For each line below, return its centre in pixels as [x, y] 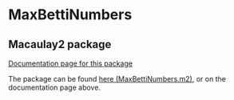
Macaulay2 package [60, 44]
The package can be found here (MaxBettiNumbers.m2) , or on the [117, 79]
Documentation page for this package [71, 63]
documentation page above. [55, 87]
